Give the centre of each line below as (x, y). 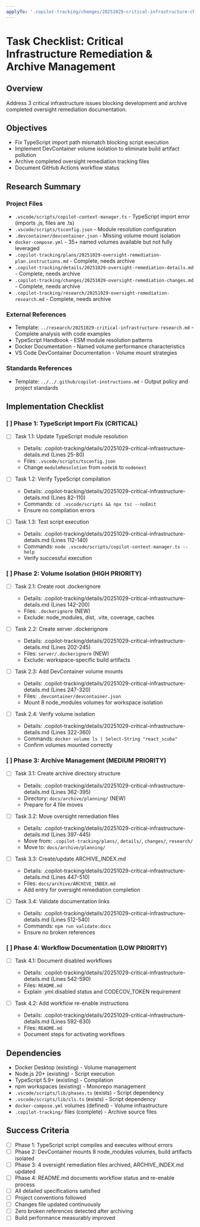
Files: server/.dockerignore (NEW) (66, 654)
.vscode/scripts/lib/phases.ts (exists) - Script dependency (89, 1093)
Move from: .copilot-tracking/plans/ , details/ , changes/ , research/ (108, 841)
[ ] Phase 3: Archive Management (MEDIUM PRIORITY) (86, 761)
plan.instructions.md (41, 262)
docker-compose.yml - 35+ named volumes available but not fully (93, 242)
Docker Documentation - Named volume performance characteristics (100, 346)
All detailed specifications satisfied (57, 1191)
